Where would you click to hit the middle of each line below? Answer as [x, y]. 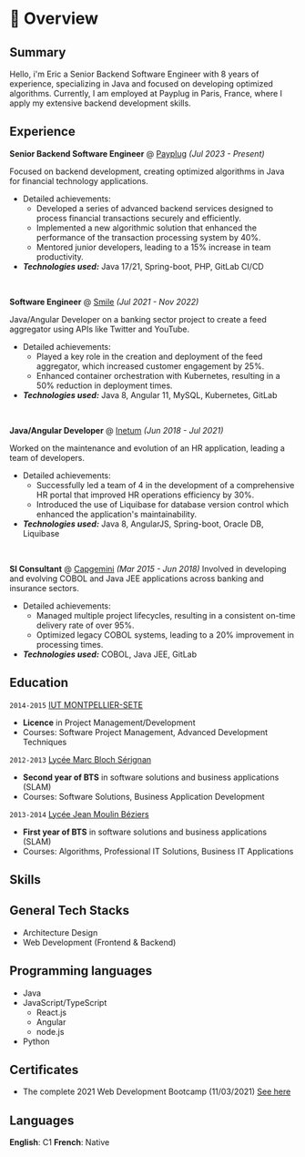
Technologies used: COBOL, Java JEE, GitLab [110, 654]
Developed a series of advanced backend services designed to [155, 208]
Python [36, 1041]
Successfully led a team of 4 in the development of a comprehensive [165, 485]
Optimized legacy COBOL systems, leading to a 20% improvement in [165, 635]
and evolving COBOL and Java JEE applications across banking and [137, 578]
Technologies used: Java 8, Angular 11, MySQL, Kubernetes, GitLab [150, 394]
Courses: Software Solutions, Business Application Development [144, 796]
